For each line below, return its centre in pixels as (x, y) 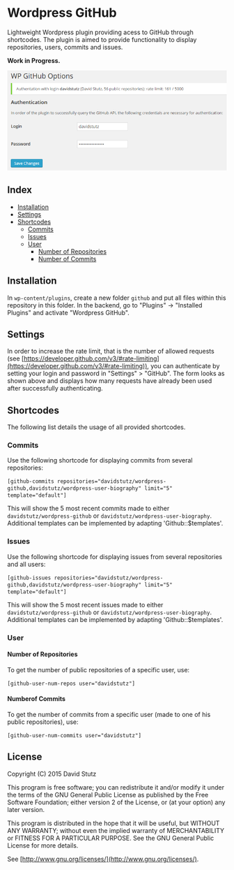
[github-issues (29, 578)
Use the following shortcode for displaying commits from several (100, 461)
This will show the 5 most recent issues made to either (85, 604)
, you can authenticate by (184, 366)
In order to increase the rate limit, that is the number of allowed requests (111, 351)
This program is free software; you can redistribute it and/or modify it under (116, 787)
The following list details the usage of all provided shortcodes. (96, 427)
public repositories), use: (43, 722)
